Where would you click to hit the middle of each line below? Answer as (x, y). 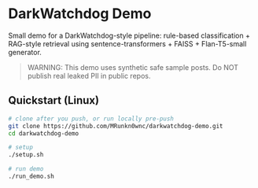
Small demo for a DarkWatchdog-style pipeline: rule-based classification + (129, 35)
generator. (25, 52)
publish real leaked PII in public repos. (89, 76)
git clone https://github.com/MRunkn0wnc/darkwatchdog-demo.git (116, 126)
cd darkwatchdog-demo (44, 133)
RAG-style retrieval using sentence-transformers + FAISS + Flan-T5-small (127, 43)
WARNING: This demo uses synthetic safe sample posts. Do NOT (133, 67)
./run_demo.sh (31, 176)
